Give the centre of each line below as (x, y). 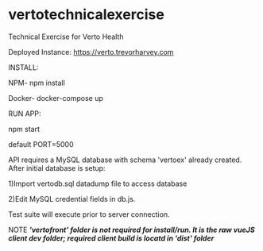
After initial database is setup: (57, 168)
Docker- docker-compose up (56, 98)
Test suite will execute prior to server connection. (89, 214)
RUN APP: (25, 114)
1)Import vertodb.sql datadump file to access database (98, 183)
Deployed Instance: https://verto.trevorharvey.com (91, 52)
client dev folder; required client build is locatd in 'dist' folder (111, 238)
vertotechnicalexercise (86, 15)
